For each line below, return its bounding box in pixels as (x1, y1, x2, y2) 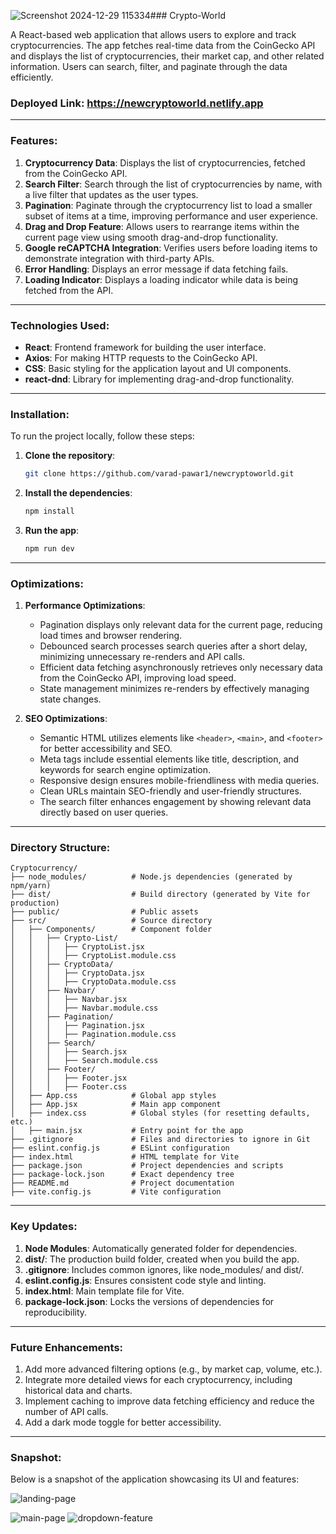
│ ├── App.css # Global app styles (10, 1091, 217, 1101)
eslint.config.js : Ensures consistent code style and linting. (24, 1274, 267, 1286)
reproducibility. (24, 1306, 88, 1318)
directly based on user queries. (39, 806, 169, 819)
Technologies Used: (10, 318, 110, 332)
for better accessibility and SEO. (39, 743, 173, 755)
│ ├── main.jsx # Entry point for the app (10, 1126, 244, 1136)
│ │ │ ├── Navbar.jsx (10, 995, 128, 1005)
